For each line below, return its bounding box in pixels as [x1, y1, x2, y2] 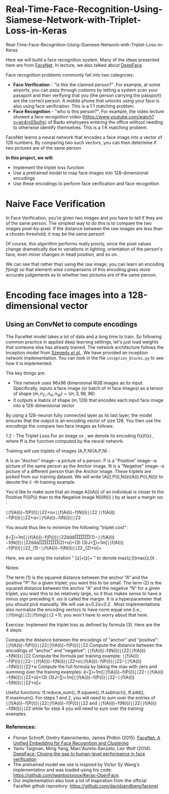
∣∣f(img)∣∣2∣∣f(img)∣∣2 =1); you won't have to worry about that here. [6, 612, 148, 618]
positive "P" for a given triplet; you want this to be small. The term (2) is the [6, 579, 162, 585]
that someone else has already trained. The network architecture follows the [6, 344, 164, 350]
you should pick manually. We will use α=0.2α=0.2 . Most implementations [6, 601, 160, 607]
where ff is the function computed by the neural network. [6, 438, 124, 444]
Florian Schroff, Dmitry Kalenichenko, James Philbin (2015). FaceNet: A [13, 735, 160, 741]
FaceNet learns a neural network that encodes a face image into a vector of [6, 134, 162, 140]
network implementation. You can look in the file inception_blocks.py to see [6, 355, 164, 361]
